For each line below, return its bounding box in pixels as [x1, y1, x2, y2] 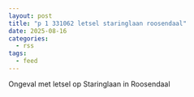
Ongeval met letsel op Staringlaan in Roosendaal [8, 78, 170, 89]
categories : [8, 34, 49, 43]
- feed [15, 57, 38, 65]
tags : [8, 49, 27, 57]
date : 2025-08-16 [8, 27, 67, 35]
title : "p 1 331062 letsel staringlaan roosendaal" [8, 19, 187, 27]
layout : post [8, 11, 53, 20]
